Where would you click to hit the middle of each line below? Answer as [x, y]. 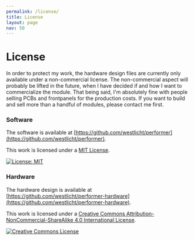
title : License [25, 17]
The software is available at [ [41, 132]
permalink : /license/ [33, 11]
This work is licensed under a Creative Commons [66, 214]
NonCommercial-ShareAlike [40, 220]
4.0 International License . [105, 220]
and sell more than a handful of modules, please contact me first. [85, 105]
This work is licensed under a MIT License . [58, 150]
